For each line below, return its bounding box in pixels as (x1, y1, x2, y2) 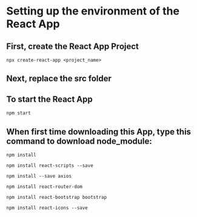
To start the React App (6, 94, 93, 104)
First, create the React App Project (6, 41, 139, 51)
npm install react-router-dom (6, 184, 83, 190)
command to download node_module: (6, 136, 153, 146)
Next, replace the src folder (6, 74, 112, 84)
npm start (6, 110, 32, 116)
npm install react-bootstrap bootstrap (6, 195, 107, 201)
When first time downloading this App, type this (6, 126, 192, 137)
